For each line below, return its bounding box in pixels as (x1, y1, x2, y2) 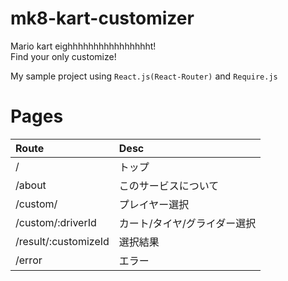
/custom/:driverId (15, 215, 97, 229)
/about (15, 178, 47, 192)
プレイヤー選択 (118, 197, 190, 211)
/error (15, 253, 43, 267)
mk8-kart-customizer (10, 7, 195, 30)
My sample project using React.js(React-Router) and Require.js (10, 70, 278, 82)
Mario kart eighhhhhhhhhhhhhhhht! (10, 40, 157, 52)
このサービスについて (118, 178, 220, 192)
